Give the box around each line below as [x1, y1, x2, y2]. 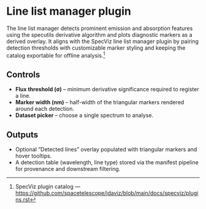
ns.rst [15, 196, 30, 203]
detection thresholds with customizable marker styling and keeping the [6, 44, 186, 51]
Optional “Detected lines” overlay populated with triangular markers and [15, 146, 197, 153]
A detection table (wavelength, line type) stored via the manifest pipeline [15, 159, 199, 166]
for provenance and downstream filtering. [15, 165, 121, 173]
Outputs [6, 129, 39, 140]
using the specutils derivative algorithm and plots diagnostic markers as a [6, 31, 193, 38]
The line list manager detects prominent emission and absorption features [6, 25, 193, 32]
